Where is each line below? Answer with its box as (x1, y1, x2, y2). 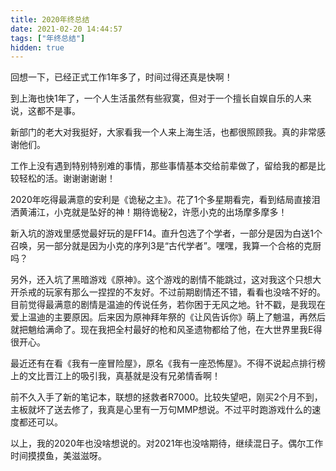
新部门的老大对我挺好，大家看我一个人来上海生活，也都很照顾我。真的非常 (10, 126, 317, 138)
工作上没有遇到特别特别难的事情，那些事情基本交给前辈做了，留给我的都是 (10, 160, 317, 172)
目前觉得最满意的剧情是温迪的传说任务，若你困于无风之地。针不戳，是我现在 (10, 299, 326, 311)
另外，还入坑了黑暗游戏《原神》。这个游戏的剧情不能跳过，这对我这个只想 (10, 274, 313, 286)
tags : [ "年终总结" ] (10, 33, 86, 43)
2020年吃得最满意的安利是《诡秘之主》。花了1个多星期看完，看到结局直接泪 (10, 194, 321, 206)
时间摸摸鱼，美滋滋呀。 (10, 450, 107, 462)
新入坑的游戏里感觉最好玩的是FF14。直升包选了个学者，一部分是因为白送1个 (10, 227, 323, 240)
